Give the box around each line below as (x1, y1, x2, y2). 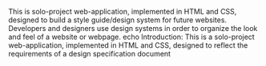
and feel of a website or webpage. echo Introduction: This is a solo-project (8, 32, 255, 41)
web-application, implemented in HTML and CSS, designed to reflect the (8, 41, 248, 50)
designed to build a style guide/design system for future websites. (8, 15, 227, 25)
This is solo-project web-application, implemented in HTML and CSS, (8, 7, 237, 16)
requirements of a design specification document (8, 49, 171, 58)
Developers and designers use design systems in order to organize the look (8, 24, 258, 33)
